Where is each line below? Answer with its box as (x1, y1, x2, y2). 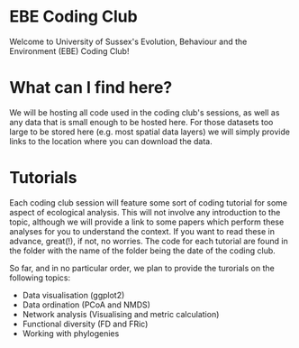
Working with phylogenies (22, 327, 120, 339)
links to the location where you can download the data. (9, 135, 213, 146)
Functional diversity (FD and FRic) (22, 318, 149, 329)
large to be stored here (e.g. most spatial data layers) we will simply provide (9, 126, 291, 137)
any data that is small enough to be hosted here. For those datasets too (9, 116, 274, 127)
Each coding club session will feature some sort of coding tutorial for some (9, 197, 288, 208)
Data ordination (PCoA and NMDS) (22, 299, 151, 310)
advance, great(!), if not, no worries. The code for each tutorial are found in (9, 235, 288, 246)
